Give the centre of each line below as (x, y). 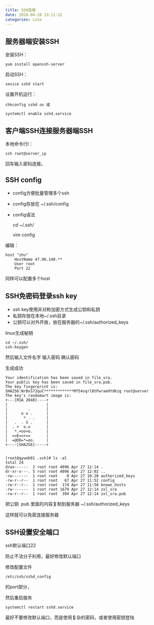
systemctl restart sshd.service (39, 608)
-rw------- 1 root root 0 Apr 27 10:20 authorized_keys (70, 476)
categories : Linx (24, 19)
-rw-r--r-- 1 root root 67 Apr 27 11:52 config (60, 480)
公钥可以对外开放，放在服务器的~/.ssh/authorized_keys (70, 322)
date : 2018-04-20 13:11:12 (34, 15)
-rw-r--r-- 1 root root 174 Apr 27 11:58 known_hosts (66, 485)
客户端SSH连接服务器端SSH (49, 131)
